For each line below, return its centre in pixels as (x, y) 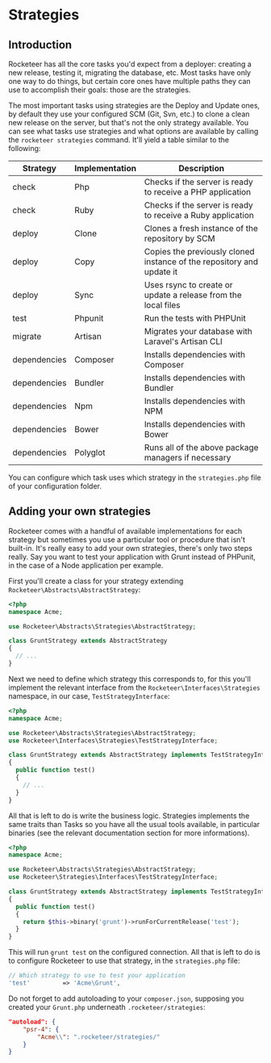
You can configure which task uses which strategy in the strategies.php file (135, 477)
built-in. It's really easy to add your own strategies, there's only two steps (130, 548)
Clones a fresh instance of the (201, 228)
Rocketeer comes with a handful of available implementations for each (125, 531)
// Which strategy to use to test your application (97, 976)
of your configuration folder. (55, 486)
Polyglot (90, 452)
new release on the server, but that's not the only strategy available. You (129, 122)
